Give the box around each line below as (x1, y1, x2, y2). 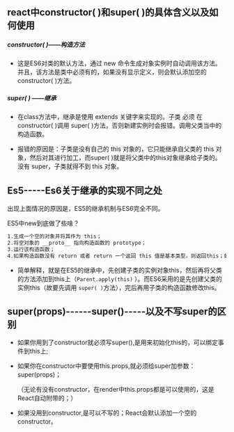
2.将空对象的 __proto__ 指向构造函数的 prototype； (7, 239, 147, 247)
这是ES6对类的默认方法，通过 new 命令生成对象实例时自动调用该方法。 (17, 59, 221, 67)
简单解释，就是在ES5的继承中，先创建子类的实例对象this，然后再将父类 (17, 266, 223, 274)
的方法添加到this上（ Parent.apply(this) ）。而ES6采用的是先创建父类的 (17, 274, 223, 283)
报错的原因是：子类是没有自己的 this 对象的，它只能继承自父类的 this (17, 145, 214, 153)
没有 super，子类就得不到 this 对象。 (17, 162, 123, 170)
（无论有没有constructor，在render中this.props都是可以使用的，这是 (17, 385, 214, 394)
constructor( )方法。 (17, 77, 76, 85)
